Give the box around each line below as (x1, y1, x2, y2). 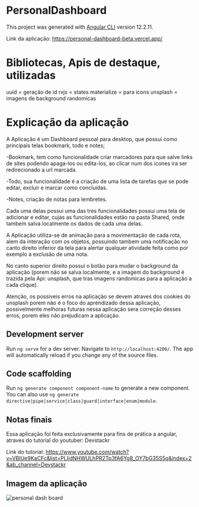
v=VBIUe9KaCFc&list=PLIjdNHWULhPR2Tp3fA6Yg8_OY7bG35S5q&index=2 (6, 455, 192, 462)
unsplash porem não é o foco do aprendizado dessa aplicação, (6, 299, 161, 306)
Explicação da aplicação (6, 116, 129, 129)
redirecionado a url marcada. (6, 166, 77, 173)
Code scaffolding (6, 369, 71, 379)
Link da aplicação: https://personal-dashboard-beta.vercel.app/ (6, 35, 163, 42)
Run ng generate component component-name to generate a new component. (6, 384, 191, 392)
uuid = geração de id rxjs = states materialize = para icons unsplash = (6, 88, 178, 96)
